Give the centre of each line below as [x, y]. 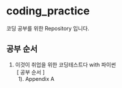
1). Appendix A [36, 78]
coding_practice [48, 11]
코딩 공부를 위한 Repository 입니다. [48, 28]
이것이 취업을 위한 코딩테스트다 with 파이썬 [66, 65]
